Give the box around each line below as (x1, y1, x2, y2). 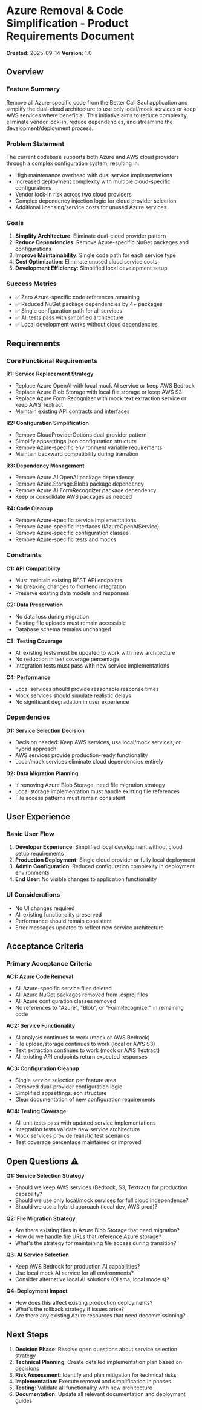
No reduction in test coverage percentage (15, 655, 120, 663)
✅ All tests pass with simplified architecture (15, 314, 124, 321)
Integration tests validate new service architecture (15, 1126, 140, 1133)
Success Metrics (6, 279, 57, 288)
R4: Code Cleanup (6, 505, 53, 512)
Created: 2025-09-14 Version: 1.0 (6, 49, 92, 56)
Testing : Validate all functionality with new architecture (15, 1384, 152, 1391)
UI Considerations (6, 891, 60, 899)
